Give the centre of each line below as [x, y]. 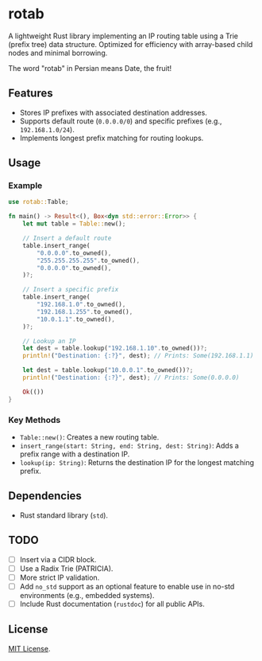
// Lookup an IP [50, 341]
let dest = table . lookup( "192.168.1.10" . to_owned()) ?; [115, 348]
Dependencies [45, 496]
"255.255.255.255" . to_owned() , [89, 260]
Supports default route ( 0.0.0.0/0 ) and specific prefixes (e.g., [121, 121]
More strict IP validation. [60, 577]
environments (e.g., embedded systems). [87, 595]
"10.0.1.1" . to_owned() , [76, 319]
